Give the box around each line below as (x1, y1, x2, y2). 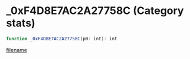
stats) (6, 16, 35, 30)
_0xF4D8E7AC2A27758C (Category (6, 4, 184, 18)
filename (6, 46, 28, 53)
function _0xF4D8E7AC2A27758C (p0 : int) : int (6, 36, 117, 41)
